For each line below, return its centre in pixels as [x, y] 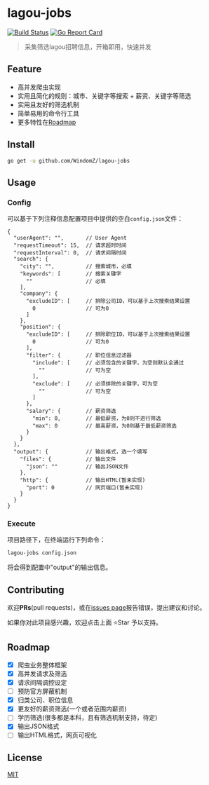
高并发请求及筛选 [42, 674]
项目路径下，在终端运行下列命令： [56, 540]
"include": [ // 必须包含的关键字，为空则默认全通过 [108, 363]
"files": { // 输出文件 [68, 459]
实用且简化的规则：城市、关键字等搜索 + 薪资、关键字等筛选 [104, 95]
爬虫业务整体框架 [42, 664]
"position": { [40, 327]
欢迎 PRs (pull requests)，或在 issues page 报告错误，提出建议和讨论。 [107, 608]
